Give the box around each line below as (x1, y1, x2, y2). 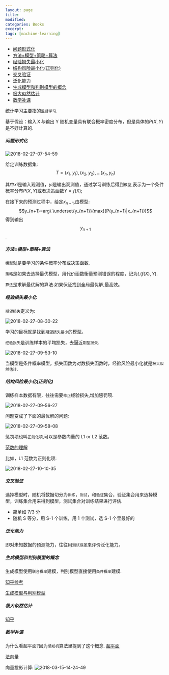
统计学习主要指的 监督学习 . (5, 108, 58, 114)
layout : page (5, 7, 33, 13)
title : (5, 12, 19, 17)
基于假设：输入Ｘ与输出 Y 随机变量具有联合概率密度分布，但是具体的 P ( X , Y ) (5, 118, 163, 124)
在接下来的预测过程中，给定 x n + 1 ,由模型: (5, 198, 90, 206)
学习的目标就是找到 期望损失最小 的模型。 (5, 329, 87, 335)
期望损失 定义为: (5, 308, 36, 314)
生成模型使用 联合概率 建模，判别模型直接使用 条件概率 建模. (5, 568, 122, 574)
